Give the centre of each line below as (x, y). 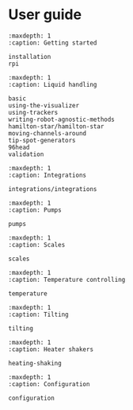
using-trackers (33, 112)
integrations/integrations (53, 189)
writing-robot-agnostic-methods (61, 119)
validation (26, 154)
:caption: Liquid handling (53, 84)
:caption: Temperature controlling (67, 279)
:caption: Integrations (47, 175)
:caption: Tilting (38, 314)
